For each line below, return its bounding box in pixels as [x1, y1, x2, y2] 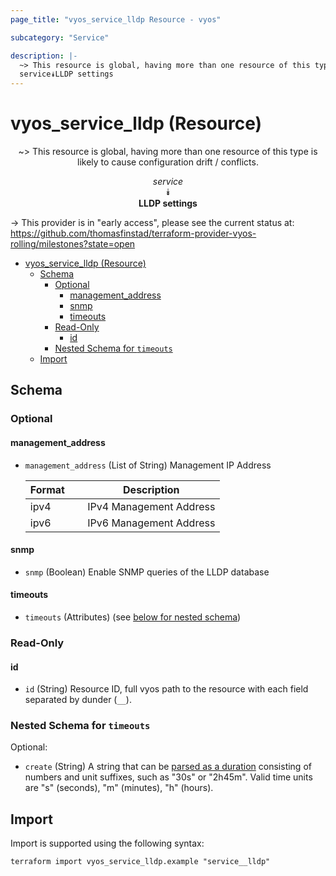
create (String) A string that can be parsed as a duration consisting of [24, 761, 312, 773]
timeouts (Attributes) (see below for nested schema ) [24, 611, 242, 623]
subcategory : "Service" [10, 32, 110, 43]
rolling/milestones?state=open [10, 238, 136, 250]
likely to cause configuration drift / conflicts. [77, 156, 259, 168]
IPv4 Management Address [87, 499, 216, 513]
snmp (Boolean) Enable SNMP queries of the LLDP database [24, 566, 270, 578]
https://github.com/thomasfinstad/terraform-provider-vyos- [10, 227, 257, 240]
